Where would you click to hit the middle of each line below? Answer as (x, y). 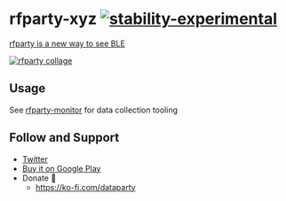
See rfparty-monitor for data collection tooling (94, 110)
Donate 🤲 (39, 178)
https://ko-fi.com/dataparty (85, 187)
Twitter (35, 158)
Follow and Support (64, 138)
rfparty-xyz (53, 19)
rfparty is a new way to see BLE (68, 43)
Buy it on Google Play (61, 168)
